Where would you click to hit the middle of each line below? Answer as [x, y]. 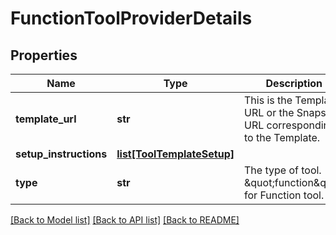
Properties [44, 55]
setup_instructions [61, 154]
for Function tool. [284, 195]
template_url [46, 119]
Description [294, 83]
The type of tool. [283, 170]
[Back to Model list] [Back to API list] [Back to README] [125, 220]
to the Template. [282, 137]
